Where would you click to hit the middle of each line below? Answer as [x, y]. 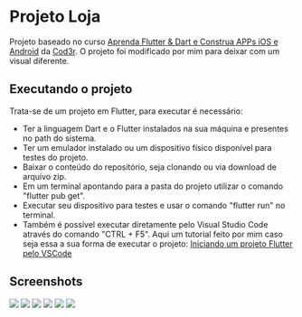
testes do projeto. [55, 157]
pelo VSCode [47, 253]
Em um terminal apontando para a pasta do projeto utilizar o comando [152, 186]
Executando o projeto [71, 89]
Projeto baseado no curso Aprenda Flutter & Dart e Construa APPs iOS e [144, 42]
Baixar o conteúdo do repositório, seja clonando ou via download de [150, 167]
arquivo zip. [44, 176]
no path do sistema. [59, 138]
